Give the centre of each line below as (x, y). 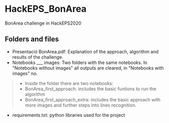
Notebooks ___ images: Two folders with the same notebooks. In (80, 63)
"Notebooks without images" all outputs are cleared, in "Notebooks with (88, 68)
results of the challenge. (38, 57)
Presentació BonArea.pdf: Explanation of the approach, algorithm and (85, 51)
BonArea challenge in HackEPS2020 (43, 23)
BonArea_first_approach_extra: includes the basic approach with (93, 99)
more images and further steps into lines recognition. (81, 105)
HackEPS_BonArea (46, 9)
